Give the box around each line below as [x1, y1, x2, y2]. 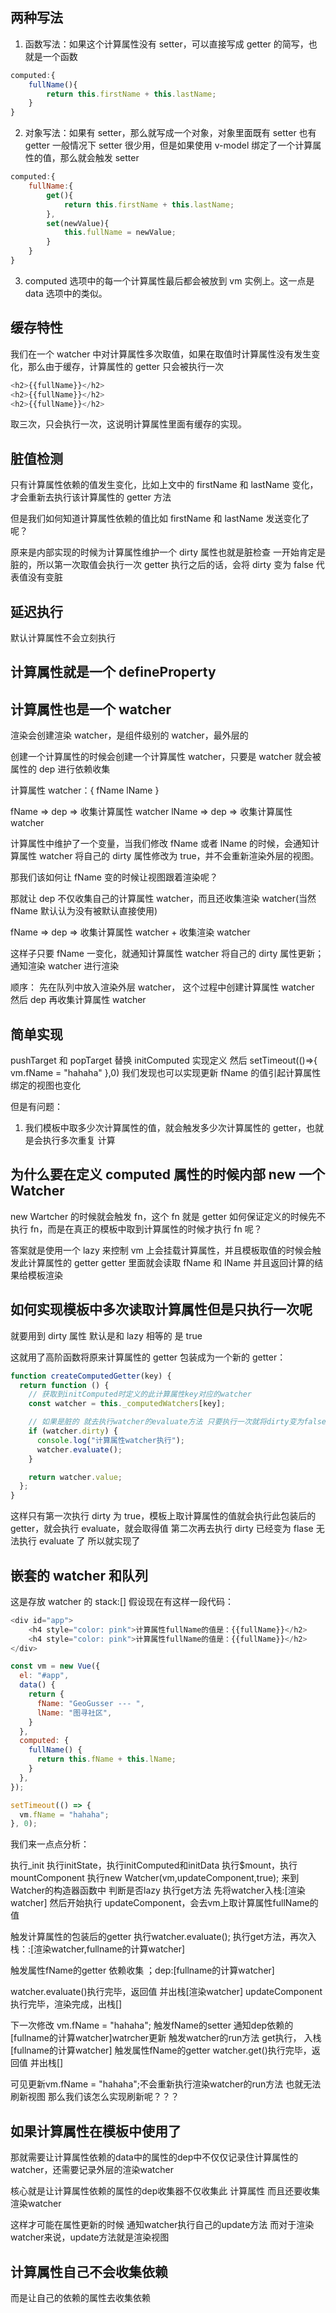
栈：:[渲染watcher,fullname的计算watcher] [10, 1943, 186, 1955]
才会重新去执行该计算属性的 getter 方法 [10, 491, 172, 503]
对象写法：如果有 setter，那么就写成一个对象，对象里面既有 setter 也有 [24, 127, 317, 139]
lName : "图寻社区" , [36, 1708, 113, 1718]
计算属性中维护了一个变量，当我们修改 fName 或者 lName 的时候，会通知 [10, 838, 311, 850]
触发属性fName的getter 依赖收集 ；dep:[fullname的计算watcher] [10, 1964, 275, 1977]
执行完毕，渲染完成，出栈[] [10, 1998, 123, 2010]
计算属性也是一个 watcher [10, 701, 172, 718]
